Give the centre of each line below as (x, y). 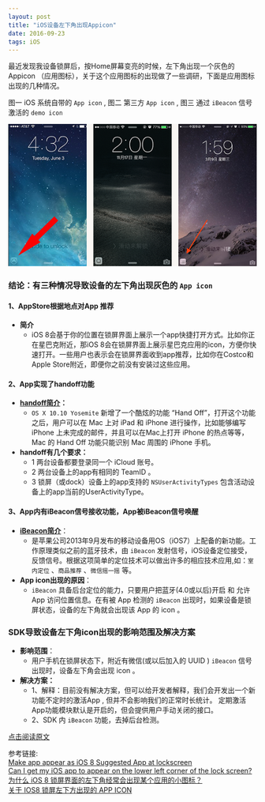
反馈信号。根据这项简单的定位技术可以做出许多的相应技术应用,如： (140, 560)
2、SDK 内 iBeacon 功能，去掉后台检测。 (97, 720)
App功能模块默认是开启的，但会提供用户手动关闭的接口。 (125, 710)
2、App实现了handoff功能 (51, 384)
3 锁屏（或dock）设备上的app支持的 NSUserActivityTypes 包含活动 (140, 482)
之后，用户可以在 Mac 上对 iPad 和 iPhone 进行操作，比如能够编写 (138, 423)
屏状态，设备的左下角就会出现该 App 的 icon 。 (108, 609)
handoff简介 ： (43, 403)
